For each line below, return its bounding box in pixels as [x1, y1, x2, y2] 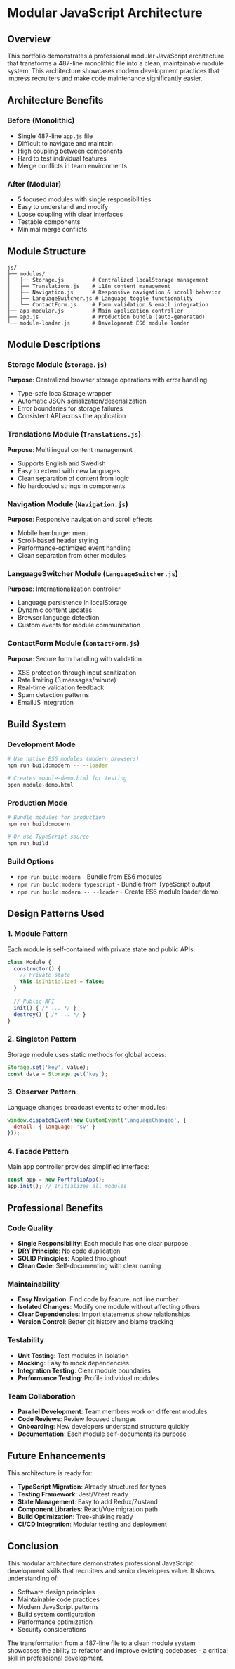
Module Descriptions [7, 339, 101, 351]
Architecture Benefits [7, 94, 104, 106]
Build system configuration [17, 1610, 95, 1618]
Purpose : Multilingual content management [7, 445, 133, 454]
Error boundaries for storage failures [17, 404, 123, 413]
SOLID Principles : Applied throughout [17, 1254, 128, 1263]
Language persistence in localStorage [17, 599, 128, 607]
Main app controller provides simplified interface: [7, 1162, 149, 1170]
